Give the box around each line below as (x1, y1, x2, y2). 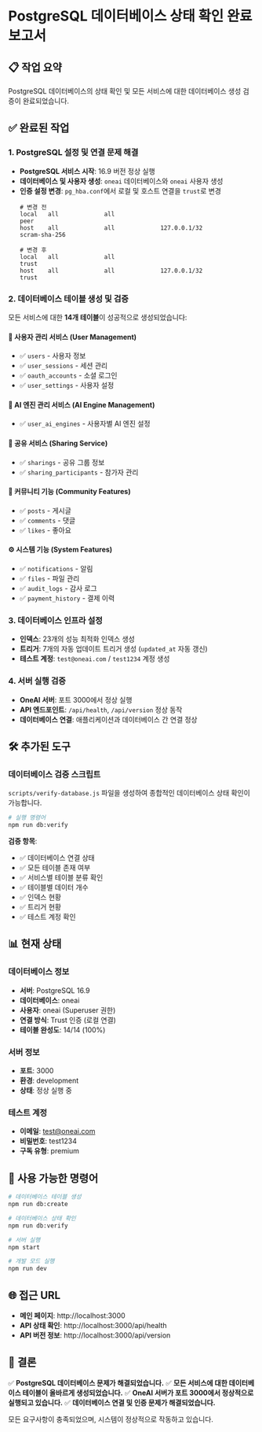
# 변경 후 (19, 245, 47, 254)
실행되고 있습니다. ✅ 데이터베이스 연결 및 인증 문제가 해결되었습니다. (8, 1397, 216, 1407)
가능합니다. (8, 798, 42, 807)
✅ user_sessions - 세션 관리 (19, 361, 108, 371)
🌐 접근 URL (8, 1288, 61, 1302)
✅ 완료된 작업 (8, 121, 70, 135)
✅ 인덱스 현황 (19, 892, 61, 902)
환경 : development (19, 1076, 79, 1086)
